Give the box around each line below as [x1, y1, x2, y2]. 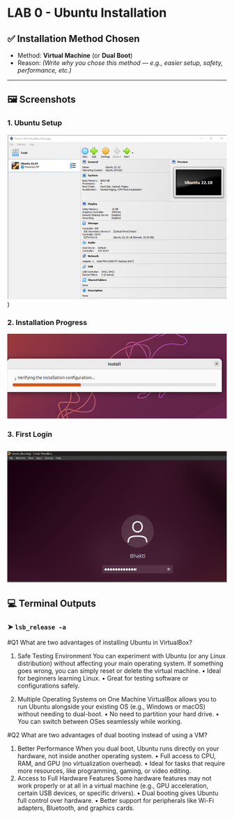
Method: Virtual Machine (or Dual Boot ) [17, 51, 133, 59]
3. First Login [7, 429, 53, 439]
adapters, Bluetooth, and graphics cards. [17, 804, 134, 812]
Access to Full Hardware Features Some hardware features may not [17, 774, 212, 782]
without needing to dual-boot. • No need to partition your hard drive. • [17, 709, 219, 718]
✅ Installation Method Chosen [7, 33, 141, 45]
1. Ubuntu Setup [7, 118, 63, 128]
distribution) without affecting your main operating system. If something [17, 659, 224, 667]
